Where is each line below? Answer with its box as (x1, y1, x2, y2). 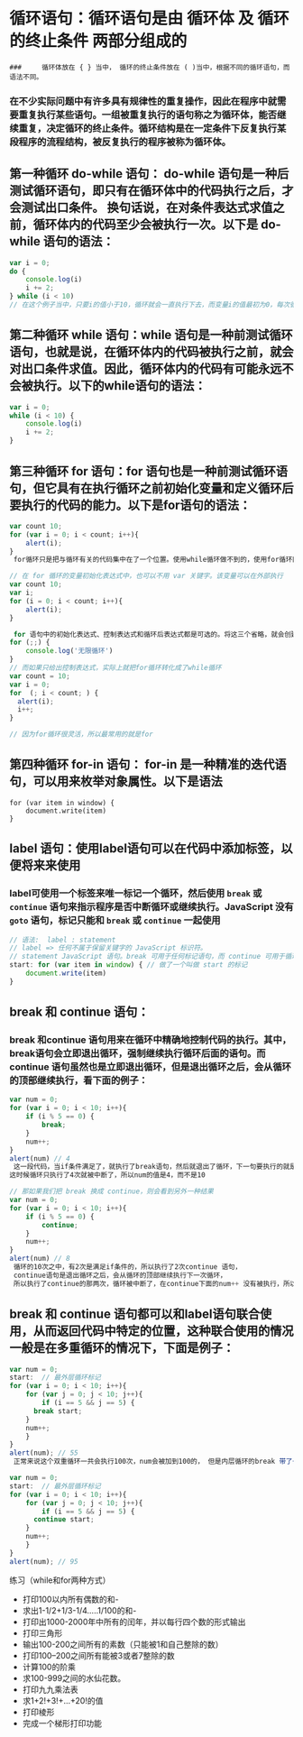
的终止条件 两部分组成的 (9, 31, 188, 51)
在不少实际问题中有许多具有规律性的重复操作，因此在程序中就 (9, 95, 278, 107)
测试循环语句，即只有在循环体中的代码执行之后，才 (9, 183, 294, 198)
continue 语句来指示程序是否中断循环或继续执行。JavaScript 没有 (9, 901, 295, 914)
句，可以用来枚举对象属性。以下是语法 (9, 774, 223, 789)
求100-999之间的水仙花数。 (22, 1672, 126, 1683)
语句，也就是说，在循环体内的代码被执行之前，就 (9, 345, 282, 360)
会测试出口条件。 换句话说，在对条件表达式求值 (9, 200, 273, 216)
